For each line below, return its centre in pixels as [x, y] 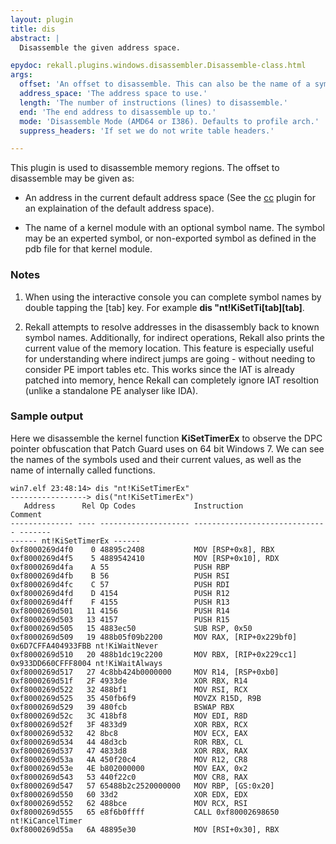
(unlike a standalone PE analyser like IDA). [111, 390]
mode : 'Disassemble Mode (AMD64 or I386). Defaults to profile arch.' [169, 121]
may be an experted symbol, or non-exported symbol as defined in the [170, 238]
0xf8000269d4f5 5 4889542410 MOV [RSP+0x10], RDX [145, 558]
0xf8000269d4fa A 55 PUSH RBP [120, 567]
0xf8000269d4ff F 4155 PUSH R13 [120, 602]
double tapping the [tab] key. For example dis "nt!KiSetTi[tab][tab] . [164, 307]
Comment [26, 514]
